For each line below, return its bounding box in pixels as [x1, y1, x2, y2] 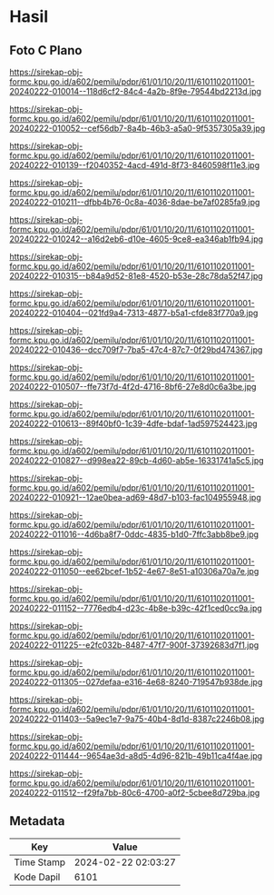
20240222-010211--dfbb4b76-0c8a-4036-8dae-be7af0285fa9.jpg [9, 197, 260, 207]
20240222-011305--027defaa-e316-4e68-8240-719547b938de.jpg [9, 677, 263, 687]
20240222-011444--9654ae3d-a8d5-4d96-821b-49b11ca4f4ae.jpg [9, 751, 263, 761]
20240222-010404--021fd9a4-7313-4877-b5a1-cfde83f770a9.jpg [9, 307, 259, 318]
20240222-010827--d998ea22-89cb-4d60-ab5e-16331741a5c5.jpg [9, 455, 265, 465]
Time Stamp [14, 856, 66, 869]
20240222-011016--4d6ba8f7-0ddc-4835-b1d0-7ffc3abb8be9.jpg [9, 529, 259, 540]
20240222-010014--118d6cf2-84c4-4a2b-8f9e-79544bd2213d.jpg [9, 86, 261, 96]
